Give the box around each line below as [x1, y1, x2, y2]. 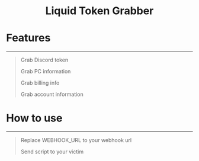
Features [6, 31, 51, 45]
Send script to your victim [20, 148, 84, 155]
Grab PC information [20, 68, 71, 75]
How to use [6, 111, 63, 125]
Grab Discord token [20, 56, 69, 63]
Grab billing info [20, 79, 60, 86]
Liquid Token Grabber [45, 4, 154, 18]
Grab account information [20, 91, 84, 98]
